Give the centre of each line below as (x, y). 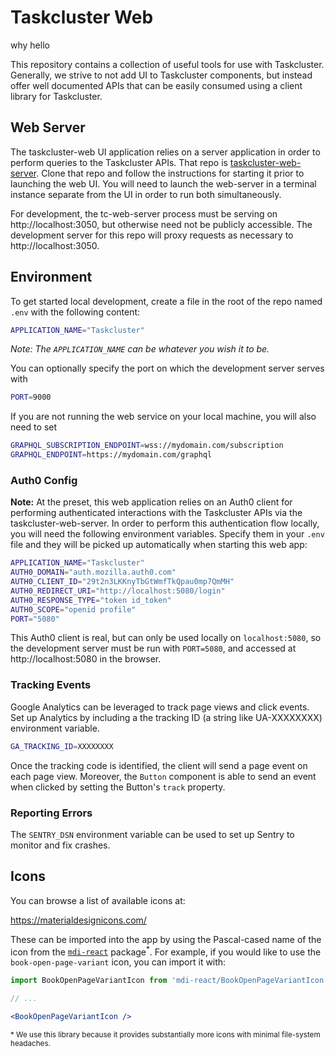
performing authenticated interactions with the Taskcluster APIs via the (156, 513)
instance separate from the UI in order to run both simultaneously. (146, 194)
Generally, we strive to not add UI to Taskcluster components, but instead (161, 75)
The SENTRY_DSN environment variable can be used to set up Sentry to (152, 834)
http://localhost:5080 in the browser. (86, 659)
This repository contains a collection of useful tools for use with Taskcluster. (167, 64)
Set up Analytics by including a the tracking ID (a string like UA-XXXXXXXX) (166, 717)
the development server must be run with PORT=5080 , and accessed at (153, 648)
